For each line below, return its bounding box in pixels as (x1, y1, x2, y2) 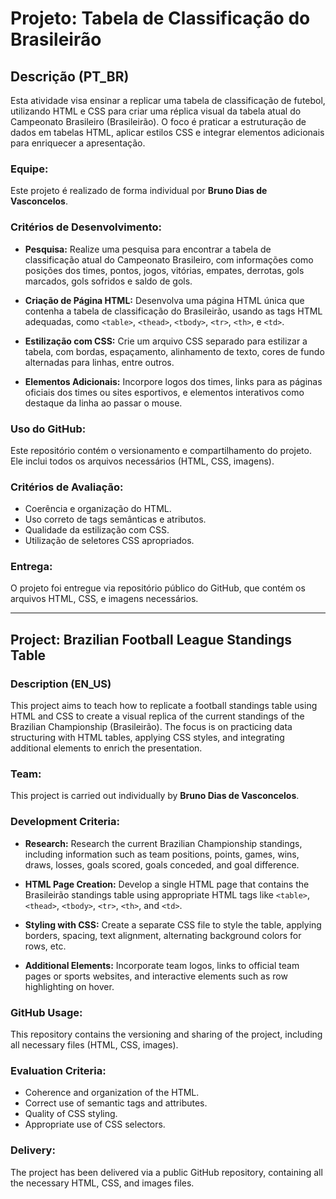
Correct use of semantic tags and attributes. (24, 1097, 208, 1109)
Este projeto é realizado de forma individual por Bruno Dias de (10, 185, 268, 197)
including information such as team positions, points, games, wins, (24, 848, 300, 860)
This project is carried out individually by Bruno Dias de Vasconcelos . (10, 790, 300, 802)
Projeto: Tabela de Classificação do (10, 7, 311, 30)
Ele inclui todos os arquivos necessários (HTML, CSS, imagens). (10, 455, 275, 467)
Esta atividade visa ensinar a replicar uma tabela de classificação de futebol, (10, 95, 326, 106)
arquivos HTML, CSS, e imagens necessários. (10, 593, 199, 605)
